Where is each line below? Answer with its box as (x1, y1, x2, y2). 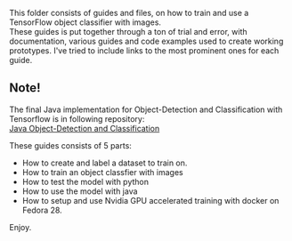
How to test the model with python (21, 176, 150, 187)
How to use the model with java (21, 186, 138, 197)
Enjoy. (9, 221, 32, 232)
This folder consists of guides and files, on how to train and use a (9, 8, 249, 18)
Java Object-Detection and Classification (9, 123, 160, 133)
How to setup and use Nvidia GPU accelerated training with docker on (21, 195, 280, 205)
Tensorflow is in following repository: (9, 113, 145, 124)
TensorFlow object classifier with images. (9, 17, 162, 28)
